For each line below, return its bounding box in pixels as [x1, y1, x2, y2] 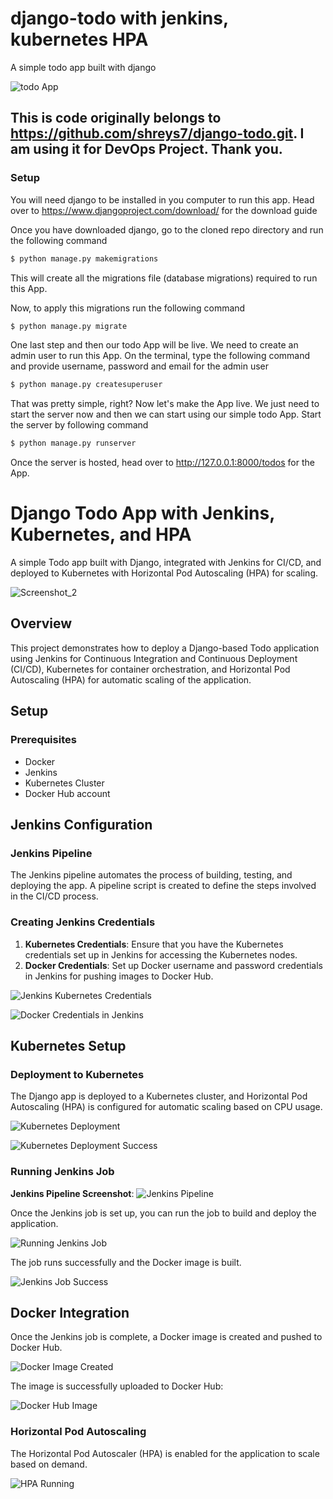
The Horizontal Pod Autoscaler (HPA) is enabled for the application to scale [10, 1447, 320, 1459]
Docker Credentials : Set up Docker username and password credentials [24, 959, 323, 971]
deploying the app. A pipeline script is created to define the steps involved [10, 880, 317, 892]
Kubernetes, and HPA [10, 523, 192, 546]
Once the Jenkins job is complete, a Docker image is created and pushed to [10, 1331, 323, 1343]
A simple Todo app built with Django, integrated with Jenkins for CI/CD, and [10, 557, 322, 569]
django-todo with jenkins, [10, 7, 229, 30]
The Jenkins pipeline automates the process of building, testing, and [10, 869, 293, 881]
